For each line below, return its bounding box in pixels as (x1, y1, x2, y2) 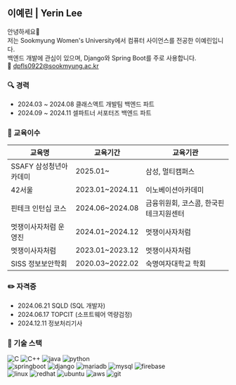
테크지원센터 (145, 209, 185, 218)
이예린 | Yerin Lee (7, 7, 83, 20)
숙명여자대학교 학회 (145, 259, 206, 269)
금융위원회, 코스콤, (145, 198, 204, 208)
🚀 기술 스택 (7, 338, 42, 348)
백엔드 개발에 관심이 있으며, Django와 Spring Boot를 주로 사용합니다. (7, 53, 197, 62)
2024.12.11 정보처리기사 (17, 319, 83, 327)
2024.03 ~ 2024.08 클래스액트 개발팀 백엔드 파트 (17, 100, 155, 108)
